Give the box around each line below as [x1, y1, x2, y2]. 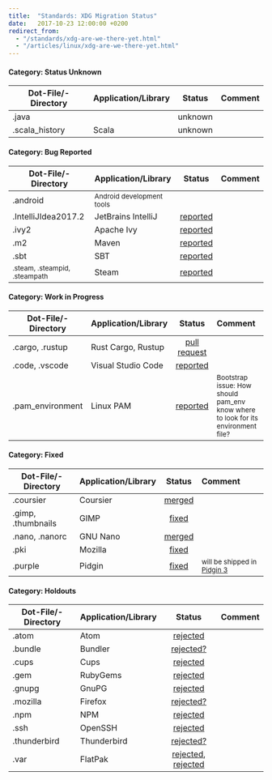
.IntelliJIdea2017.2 [12, 211, 85, 222]
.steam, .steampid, [12, 263, 71, 272]
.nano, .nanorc [12, 531, 67, 542]
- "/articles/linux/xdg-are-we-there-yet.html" [15, 42, 180, 50]
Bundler [79, 643, 111, 654]
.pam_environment [12, 400, 83, 411]
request [177, 346, 207, 357]
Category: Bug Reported [8, 147, 92, 156]
